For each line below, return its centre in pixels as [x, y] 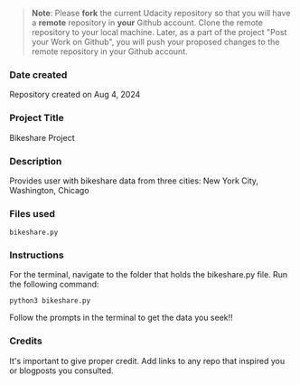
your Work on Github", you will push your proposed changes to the [155, 42]
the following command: [54, 285]
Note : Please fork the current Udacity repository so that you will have [161, 13]
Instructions [37, 255]
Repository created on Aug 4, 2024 [75, 95]
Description [36, 161]
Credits [26, 341]
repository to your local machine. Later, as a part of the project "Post [159, 32]
